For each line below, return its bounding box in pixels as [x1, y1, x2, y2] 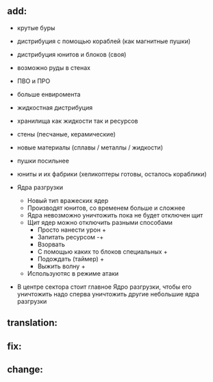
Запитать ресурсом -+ [37, 232, 104, 241]
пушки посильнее [16, 156, 70, 165]
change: [7, 363, 43, 375]
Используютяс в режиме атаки [27, 269, 119, 277]
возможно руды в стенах [16, 63, 91, 71]
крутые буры [16, 23, 55, 32]
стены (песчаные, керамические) [16, 130, 116, 138]
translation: [7, 317, 58, 329]
